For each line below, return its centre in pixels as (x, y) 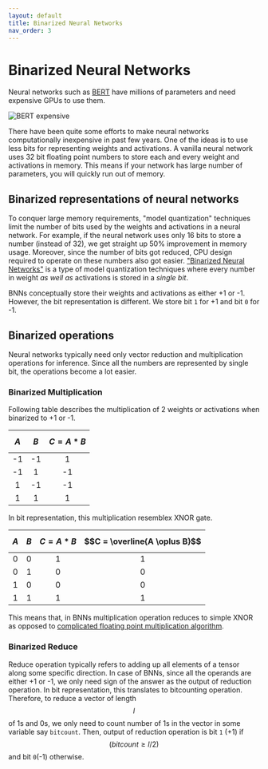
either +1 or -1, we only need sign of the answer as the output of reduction (130, 681)
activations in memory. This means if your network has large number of (126, 165)
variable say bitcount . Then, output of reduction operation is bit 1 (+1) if (126, 731)
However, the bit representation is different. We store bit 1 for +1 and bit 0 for (134, 302)
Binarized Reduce (43, 647)
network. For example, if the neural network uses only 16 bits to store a (125, 236)
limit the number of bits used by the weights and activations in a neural (124, 227)
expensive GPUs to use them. (57, 101)
